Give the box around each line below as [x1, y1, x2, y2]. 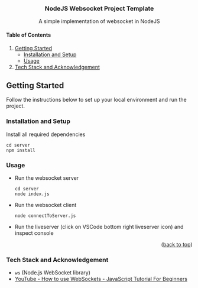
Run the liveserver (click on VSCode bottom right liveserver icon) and [14, 223, 184, 230]
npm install [6, 147, 35, 153]
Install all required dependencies [6, 131, 86, 138]
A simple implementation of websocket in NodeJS [38, 18, 160, 25]
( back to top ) [161, 241, 193, 248]
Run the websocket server [14, 174, 79, 182]
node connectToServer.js [14, 212, 76, 219]
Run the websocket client [14, 201, 77, 208]
